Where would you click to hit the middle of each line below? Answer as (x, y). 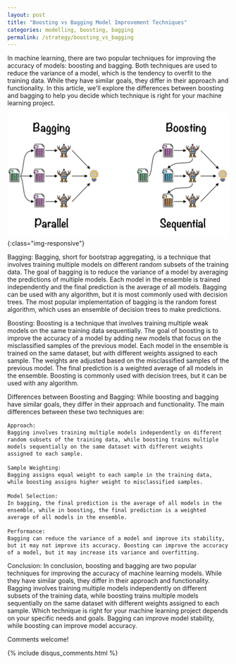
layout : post (26, 15)
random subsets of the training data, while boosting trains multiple (113, 440)
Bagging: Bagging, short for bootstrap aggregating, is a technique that (109, 257)
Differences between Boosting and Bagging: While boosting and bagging (113, 397)
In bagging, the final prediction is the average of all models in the (114, 503)
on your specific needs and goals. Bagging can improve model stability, (111, 618)
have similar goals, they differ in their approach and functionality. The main (116, 404)
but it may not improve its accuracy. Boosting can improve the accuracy (118, 545)
